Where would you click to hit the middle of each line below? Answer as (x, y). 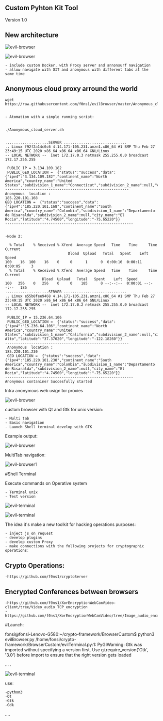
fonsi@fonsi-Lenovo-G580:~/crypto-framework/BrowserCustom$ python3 (80, 634)
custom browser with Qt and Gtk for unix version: (54, 410)
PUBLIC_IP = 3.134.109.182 (34, 168)
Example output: (21, 436)
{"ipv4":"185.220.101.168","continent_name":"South (58, 207)
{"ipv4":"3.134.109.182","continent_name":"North (56, 177)
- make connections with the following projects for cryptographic (75, 546)
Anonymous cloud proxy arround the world (72, 89)
